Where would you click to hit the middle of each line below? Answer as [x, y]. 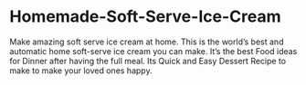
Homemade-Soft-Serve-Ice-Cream [145, 17]
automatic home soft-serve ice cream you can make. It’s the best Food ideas [153, 51]
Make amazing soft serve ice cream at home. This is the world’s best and [147, 42]
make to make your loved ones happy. [81, 71]
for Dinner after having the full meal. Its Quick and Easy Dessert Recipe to [148, 61]
